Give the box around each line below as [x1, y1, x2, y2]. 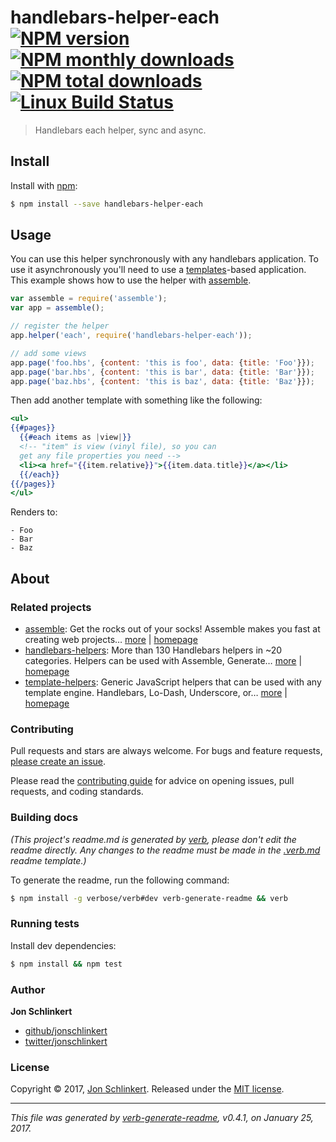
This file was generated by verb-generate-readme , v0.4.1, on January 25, [10, 1112, 314, 1124]
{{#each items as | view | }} [19, 432, 132, 443]
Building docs [10, 811, 79, 825]
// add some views [10, 348, 87, 358]
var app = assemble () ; [10, 303, 105, 313]
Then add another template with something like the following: [10, 394, 263, 406]
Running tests [10, 917, 80, 931]
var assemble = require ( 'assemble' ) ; [10, 294, 168, 304]
